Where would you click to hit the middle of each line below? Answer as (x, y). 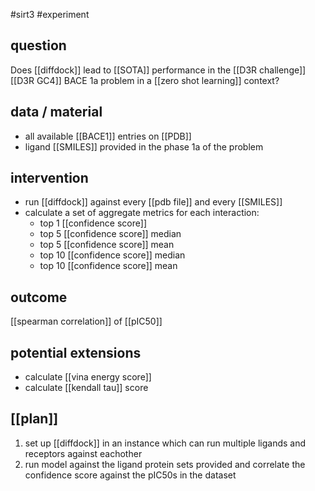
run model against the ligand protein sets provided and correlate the (165, 464)
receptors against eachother (83, 453)
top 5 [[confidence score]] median (110, 234)
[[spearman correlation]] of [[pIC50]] (86, 321)
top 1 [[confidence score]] (93, 223)
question (38, 45)
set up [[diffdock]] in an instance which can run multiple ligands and (165, 443)
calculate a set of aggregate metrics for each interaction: (142, 213)
